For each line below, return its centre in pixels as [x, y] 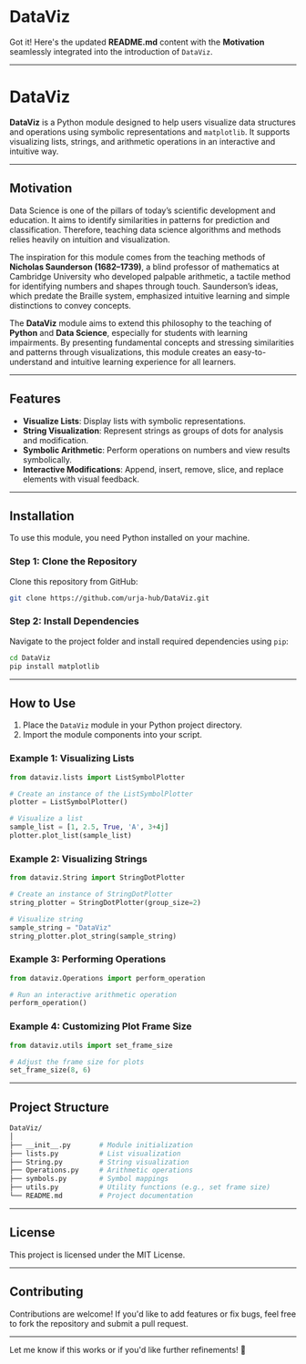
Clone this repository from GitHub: [74, 581]
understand [31, 361]
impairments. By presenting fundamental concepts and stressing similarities [152, 342]
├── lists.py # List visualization [95, 1154]
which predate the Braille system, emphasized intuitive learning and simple [150, 295]
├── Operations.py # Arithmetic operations [102, 1171]
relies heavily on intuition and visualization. [90, 239]
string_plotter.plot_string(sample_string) [93, 936]
